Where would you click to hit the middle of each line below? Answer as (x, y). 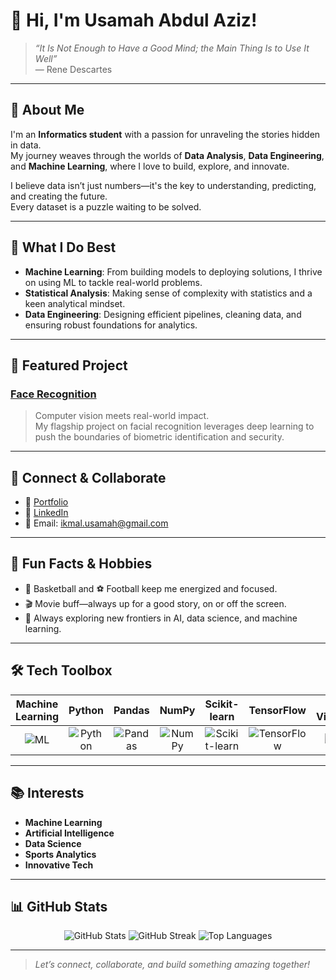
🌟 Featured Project (69, 365)
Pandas (131, 710)
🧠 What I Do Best (63, 247)
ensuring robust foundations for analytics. (111, 325)
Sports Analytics (60, 854)
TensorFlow (277, 710)
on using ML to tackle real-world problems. (113, 282)
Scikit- (222, 704)
